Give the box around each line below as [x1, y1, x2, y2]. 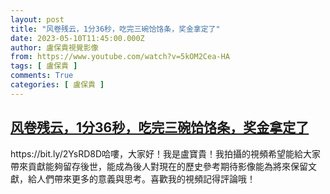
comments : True [10, 71, 74, 81]
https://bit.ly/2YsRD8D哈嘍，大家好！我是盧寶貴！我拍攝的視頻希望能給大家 [10, 147, 322, 160]
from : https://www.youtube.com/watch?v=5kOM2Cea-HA [10, 52, 230, 62]
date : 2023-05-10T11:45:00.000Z [10, 33, 145, 43]
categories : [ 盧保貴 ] [10, 80, 105, 90]
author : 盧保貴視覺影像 [10, 42, 99, 53]
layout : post [10, 14, 65, 25]
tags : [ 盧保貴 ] [10, 61, 78, 71]
